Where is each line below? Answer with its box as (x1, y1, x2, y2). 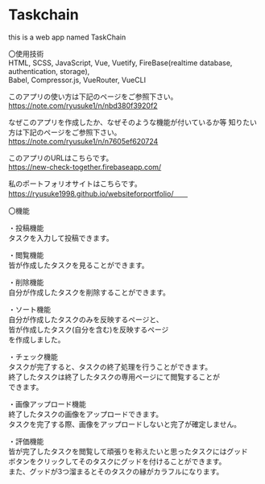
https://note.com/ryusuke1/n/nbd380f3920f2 (8, 101, 159, 110)
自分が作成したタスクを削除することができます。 (8, 288, 171, 297)
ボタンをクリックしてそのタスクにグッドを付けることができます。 (8, 457, 226, 466)
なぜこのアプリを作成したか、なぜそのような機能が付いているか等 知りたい (8, 117, 258, 126)
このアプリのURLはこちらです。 (8, 153, 114, 163)
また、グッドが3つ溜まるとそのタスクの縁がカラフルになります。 (8, 466, 224, 476)
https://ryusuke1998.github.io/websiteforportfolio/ (8, 188, 174, 198)
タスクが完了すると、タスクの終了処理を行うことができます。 (8, 362, 213, 371)
